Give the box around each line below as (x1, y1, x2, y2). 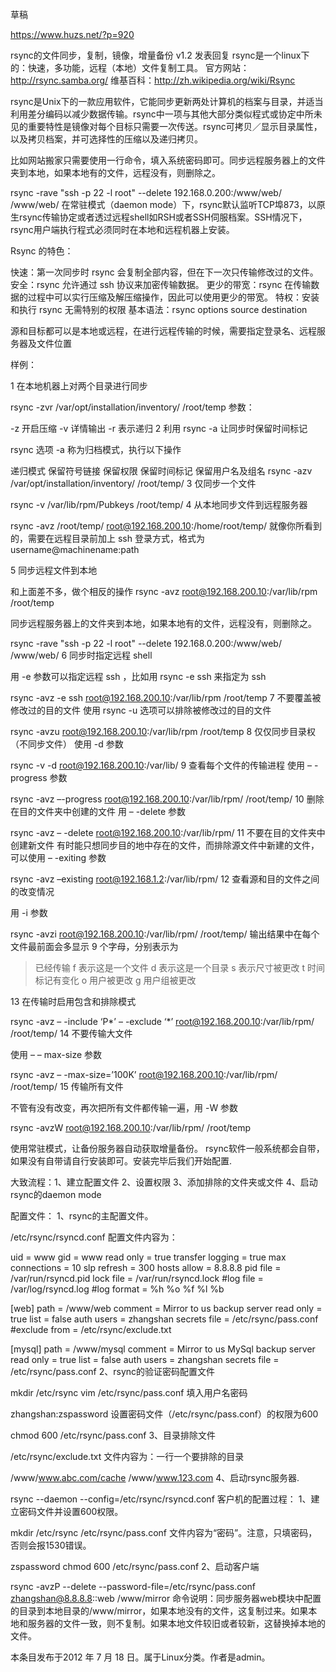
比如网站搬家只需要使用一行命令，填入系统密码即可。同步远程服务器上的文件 (10, 154, 326, 166)
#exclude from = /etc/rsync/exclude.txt (10, 1324, 172, 1335)
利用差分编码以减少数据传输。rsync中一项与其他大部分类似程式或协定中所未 (10, 108, 323, 120)
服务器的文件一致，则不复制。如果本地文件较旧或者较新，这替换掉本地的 (27, 1618, 326, 1629)
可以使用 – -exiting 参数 (10, 852, 107, 863)
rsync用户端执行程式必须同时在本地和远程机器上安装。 (10, 224, 235, 235)
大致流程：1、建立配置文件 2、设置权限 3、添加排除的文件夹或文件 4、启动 (10, 1176, 318, 1188)
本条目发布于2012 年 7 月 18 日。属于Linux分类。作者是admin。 (10, 1651, 271, 1663)
